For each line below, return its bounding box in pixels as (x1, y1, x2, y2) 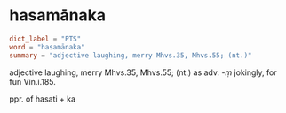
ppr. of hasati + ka (9, 94, 76, 104)
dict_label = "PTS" (9, 34, 82, 43)
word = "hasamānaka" (9, 42, 86, 51)
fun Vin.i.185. (9, 76, 56, 87)
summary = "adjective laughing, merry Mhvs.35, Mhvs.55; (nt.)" (9, 50, 252, 60)
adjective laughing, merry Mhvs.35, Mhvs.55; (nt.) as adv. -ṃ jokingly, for (9, 67, 277, 78)
